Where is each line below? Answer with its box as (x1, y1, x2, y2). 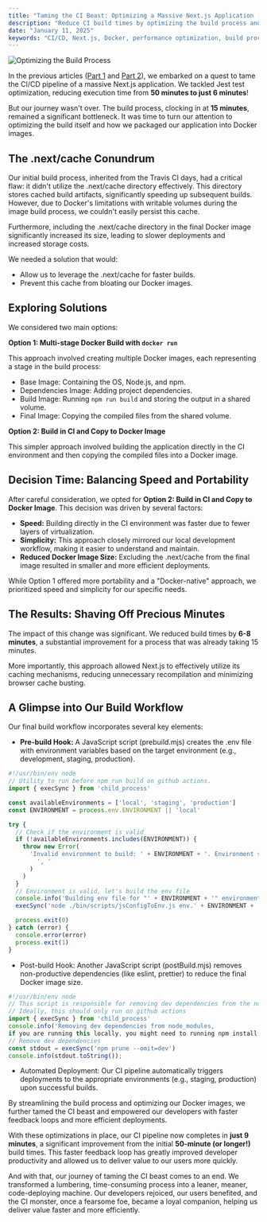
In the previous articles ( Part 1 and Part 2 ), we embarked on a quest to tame (8, 71, 256, 80)
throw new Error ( (22, 843, 80, 851)
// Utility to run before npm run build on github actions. (8, 777, 212, 785)
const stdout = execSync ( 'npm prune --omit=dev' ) (8, 1044, 176, 1053)
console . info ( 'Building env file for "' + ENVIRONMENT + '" (15, 894, 219, 903)
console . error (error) (15, 931, 87, 939)
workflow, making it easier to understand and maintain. (19, 543, 200, 553)
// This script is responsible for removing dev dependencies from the (8, 1000, 250, 1008)
